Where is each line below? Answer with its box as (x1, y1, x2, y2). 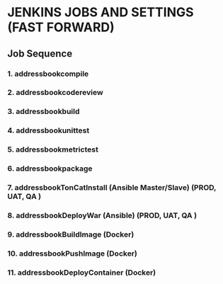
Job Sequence (7, 47, 73, 59)
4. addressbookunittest (7, 125, 90, 135)
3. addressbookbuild (7, 107, 80, 117)
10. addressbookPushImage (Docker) (7, 249, 138, 259)
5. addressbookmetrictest (7, 144, 99, 154)
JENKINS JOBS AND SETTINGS (7, 4, 194, 21)
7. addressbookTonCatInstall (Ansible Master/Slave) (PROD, (7, 183, 217, 193)
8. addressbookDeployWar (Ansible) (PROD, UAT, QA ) (7, 210, 197, 220)
